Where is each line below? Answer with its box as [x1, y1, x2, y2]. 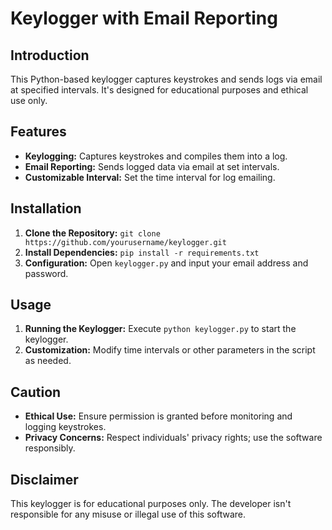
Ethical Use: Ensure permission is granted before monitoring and [24, 410, 293, 422]
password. [24, 267, 69, 279]
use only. [10, 95, 48, 106]
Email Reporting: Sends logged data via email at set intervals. [24, 160, 280, 172]
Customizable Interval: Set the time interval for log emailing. [24, 171, 276, 183]
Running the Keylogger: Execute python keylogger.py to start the [24, 323, 297, 335]
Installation [10, 200, 82, 217]
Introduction [10, 47, 90, 64]
